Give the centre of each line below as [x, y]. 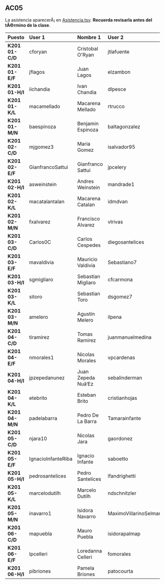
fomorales [119, 554]
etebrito [38, 398]
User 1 [37, 37]
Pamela [86, 568]
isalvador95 [122, 147]
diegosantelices [126, 242]
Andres [85, 181]
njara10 [38, 438]
